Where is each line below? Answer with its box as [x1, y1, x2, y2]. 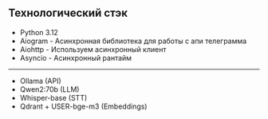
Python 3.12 [19, 27, 58, 37]
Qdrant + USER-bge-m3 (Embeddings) [19, 101, 148, 111]
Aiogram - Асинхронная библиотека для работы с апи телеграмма [19, 36, 247, 46]
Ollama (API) [19, 76, 61, 85]
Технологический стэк [8, 6, 128, 20]
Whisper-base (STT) [19, 93, 88, 102]
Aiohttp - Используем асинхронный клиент [19, 44, 167, 54]
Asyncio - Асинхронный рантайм [19, 53, 132, 62]
